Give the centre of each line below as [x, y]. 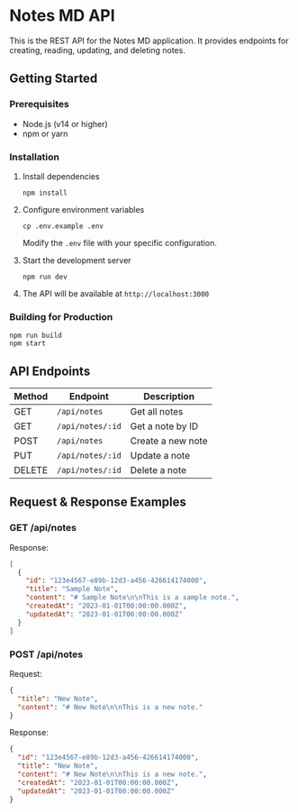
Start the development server [77, 260]
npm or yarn [45, 133]
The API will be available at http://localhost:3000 [116, 293]
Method [31, 397]
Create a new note [169, 441]
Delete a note [158, 470]
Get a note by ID [164, 426]
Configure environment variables [83, 209]
